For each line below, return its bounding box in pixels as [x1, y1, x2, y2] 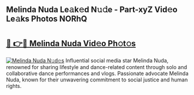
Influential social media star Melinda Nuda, [65, 57, 169, 64]
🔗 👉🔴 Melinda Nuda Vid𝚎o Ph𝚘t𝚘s [6, 38, 136, 48]
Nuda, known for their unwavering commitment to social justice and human [6, 76, 188, 83]
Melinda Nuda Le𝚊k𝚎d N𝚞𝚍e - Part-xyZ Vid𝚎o [6, 5, 178, 15]
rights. [6, 83, 22, 89]
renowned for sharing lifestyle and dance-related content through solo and [6, 64, 188, 70]
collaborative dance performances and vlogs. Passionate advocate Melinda [6, 70, 189, 77]
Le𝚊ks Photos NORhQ [6, 14, 88, 24]
